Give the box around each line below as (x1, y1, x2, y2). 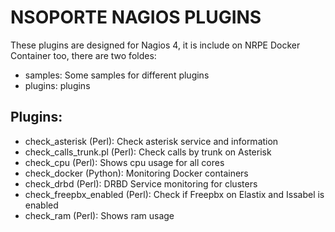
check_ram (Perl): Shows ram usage (24, 209, 175, 221)
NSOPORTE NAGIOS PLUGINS (10, 6, 262, 29)
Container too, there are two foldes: (10, 49, 157, 61)
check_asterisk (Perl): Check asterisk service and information (24, 135, 279, 147)
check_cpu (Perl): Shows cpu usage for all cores (24, 156, 225, 168)
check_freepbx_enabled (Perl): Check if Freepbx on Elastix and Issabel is (24, 188, 325, 200)
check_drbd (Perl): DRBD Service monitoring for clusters (24, 177, 258, 190)
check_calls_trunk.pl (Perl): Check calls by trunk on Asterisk (24, 146, 272, 158)
